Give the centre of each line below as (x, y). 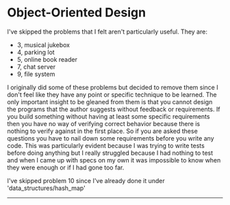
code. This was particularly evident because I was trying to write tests (106, 145)
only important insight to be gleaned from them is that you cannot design (110, 101)
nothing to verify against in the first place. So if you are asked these (103, 131)
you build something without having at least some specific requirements (108, 116)
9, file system (36, 74)
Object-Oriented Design (76, 13)
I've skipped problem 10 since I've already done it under (86, 180)
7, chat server (36, 67)
